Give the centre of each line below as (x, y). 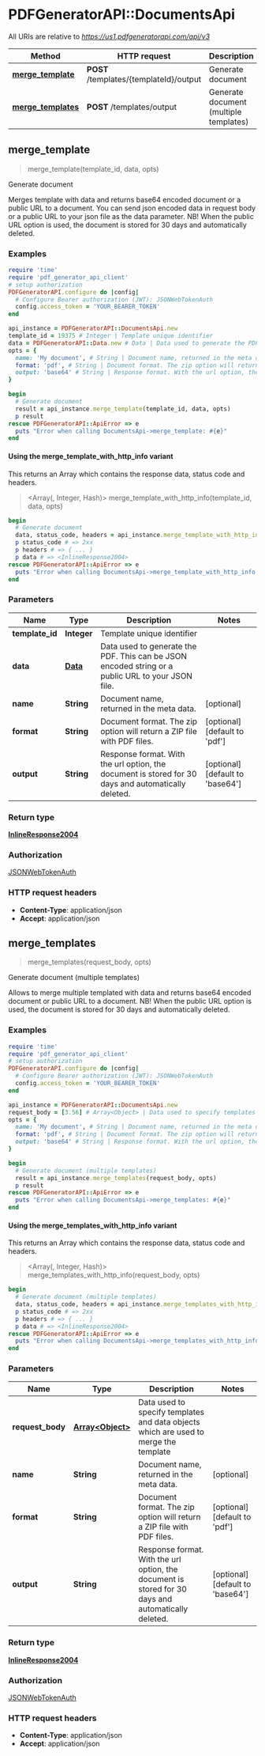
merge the (157, 1442)
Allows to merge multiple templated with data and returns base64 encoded (130, 993)
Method (45, 55)
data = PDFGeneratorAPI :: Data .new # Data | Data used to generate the (127, 343)
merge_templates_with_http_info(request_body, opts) (114, 1275)
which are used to (171, 1432)
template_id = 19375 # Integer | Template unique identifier (111, 336)
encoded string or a (136, 666)
